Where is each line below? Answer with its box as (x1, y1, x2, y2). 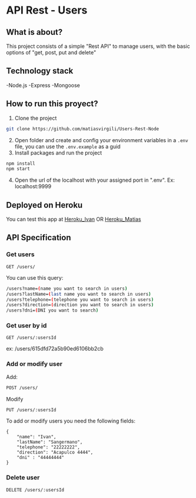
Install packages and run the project (14, 149, 102, 156)
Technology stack (6, 66, 74, 76)
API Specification (6, 232, 72, 243)
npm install (6, 160, 35, 166)
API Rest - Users (6, 4, 88, 17)
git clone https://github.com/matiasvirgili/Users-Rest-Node (6, 126, 160, 132)
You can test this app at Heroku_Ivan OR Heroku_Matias (6, 216, 141, 223)
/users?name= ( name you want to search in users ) (6, 286, 128, 291)
